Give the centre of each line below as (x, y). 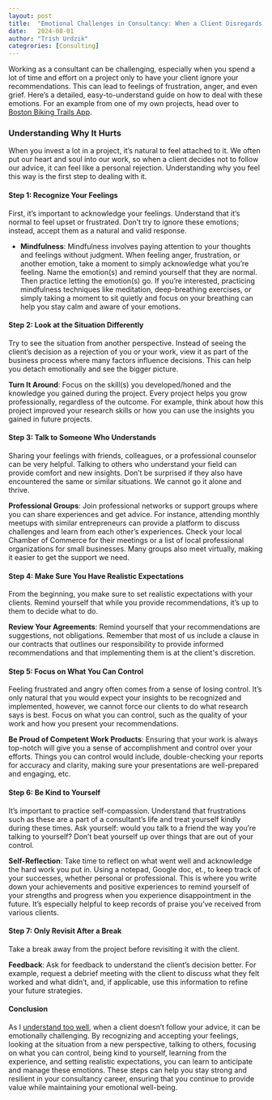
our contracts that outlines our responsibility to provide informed (116, 644)
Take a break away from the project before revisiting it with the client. (124, 948)
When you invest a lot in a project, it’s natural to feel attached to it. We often (134, 151)
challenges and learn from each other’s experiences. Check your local (125, 532)
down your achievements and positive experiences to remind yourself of (129, 886)
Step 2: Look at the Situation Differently (76, 325)
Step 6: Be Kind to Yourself (55, 793)
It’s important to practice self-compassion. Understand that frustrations (127, 811)
